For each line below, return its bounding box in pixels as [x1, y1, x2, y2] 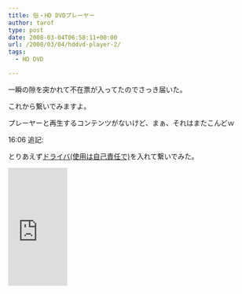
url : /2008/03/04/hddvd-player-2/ [8, 41, 122, 49]
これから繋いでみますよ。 [8, 101, 91, 111]
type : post [8, 26, 44, 34]
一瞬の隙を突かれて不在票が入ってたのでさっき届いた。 [8, 84, 187, 94]
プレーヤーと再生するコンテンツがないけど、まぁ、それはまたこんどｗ [8, 118, 235, 127]
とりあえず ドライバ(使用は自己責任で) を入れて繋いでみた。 [8, 151, 199, 161]
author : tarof [8, 19, 55, 27]
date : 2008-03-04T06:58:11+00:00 [8, 33, 118, 42]
